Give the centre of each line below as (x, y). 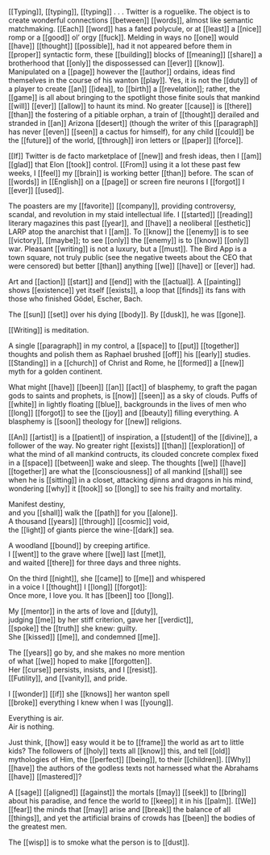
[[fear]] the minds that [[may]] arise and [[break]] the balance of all (120, 809)
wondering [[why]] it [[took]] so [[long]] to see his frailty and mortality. (125, 488)
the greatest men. (37, 826)
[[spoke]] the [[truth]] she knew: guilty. (73, 628)
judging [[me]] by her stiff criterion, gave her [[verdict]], (101, 620)
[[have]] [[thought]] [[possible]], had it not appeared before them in (120, 46)
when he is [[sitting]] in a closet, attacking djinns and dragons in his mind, (131, 480)
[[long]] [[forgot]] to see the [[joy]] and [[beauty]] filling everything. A (124, 413)
